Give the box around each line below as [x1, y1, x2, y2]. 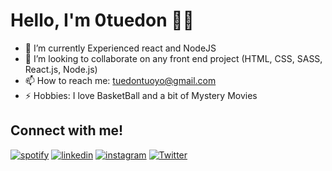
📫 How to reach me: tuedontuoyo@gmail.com [24, 74, 217, 86]
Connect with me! [10, 122, 124, 139]
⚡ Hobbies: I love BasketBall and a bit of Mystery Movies [24, 89, 258, 101]
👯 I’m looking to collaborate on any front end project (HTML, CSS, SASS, [24, 52, 323, 64]
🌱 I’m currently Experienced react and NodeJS [24, 42, 217, 54]
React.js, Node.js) [24, 63, 98, 75]
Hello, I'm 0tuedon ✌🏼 [10, 9, 195, 32]
